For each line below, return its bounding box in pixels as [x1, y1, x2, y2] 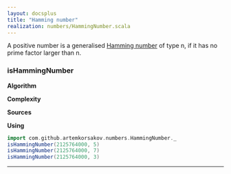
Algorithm [7, 82, 36, 90]
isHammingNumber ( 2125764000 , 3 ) [7, 153, 100, 161]
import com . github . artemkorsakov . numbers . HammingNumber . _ [7, 134, 177, 141]
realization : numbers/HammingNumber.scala [7, 23, 131, 29]
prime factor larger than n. [7, 49, 82, 57]
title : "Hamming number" [7, 16, 78, 23]
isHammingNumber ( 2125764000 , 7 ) [7, 147, 100, 154]
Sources [7, 108, 32, 116]
